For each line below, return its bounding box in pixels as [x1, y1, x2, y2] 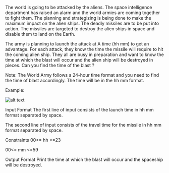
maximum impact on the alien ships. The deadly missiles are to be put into [5, 20, 159, 26]
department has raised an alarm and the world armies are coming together [5, 10, 160, 16]
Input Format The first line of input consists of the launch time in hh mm [5, 107, 154, 112]
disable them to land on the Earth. [5, 31, 76, 37]
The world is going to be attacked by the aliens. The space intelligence [5, 5, 152, 10]
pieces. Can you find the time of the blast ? [5, 63, 95, 68]
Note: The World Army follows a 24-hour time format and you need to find [5, 72, 159, 78]
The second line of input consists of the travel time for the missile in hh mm [5, 122, 162, 128]
